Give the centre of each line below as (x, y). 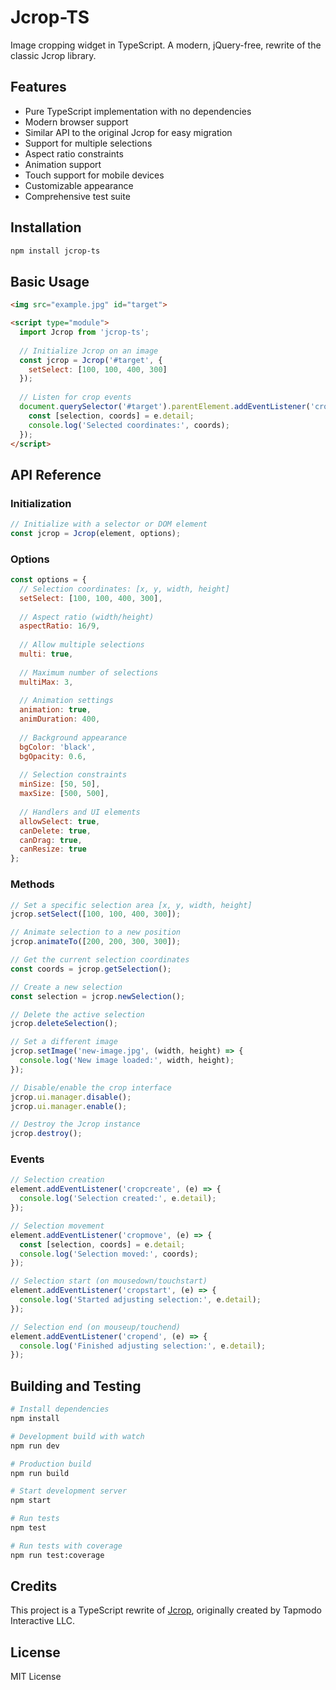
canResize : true (53, 849)
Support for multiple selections (88, 143)
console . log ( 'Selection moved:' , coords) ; (109, 1254)
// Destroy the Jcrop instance (75, 1124)
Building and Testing (76, 1386)
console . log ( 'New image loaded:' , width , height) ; (127, 1061)
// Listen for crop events (75, 397)
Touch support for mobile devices (94, 175)
